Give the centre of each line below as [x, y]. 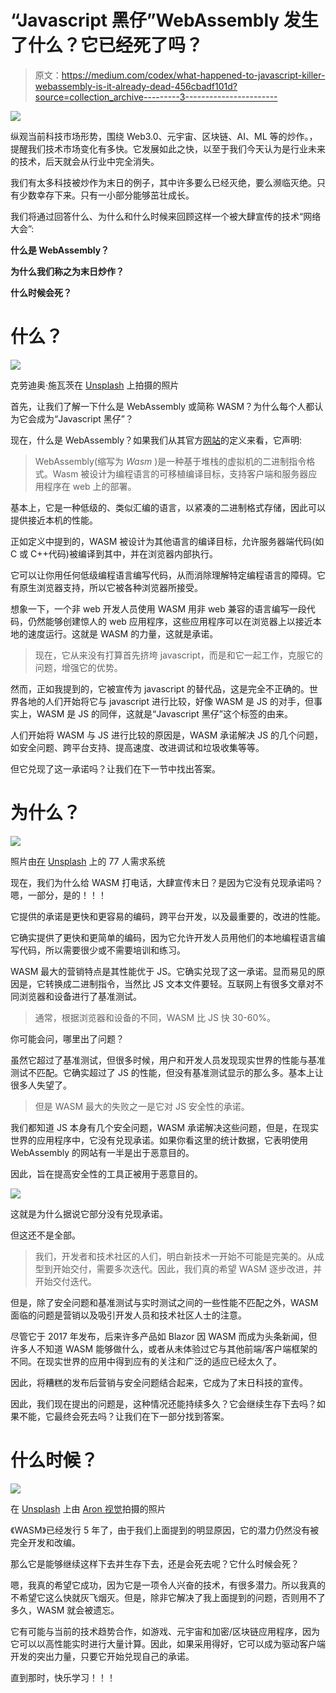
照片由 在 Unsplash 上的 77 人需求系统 [88, 861]
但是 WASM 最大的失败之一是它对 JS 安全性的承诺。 [142, 1106]
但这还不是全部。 [45, 1235]
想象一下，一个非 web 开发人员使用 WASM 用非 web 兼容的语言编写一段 [158, 608]
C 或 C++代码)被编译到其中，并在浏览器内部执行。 [114, 553]
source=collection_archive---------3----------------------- [156, 97]
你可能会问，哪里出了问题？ [67, 1038]
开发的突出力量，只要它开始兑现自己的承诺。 [102, 1656]
